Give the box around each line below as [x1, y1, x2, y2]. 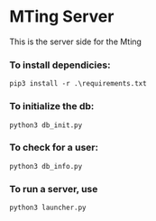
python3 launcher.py [9, 203, 87, 213]
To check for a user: [9, 142, 99, 154]
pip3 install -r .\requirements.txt [9, 79, 147, 88]
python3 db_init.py [9, 120, 83, 130]
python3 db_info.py [9, 161, 83, 170]
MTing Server [9, 6, 115, 27]
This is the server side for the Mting [9, 36, 142, 47]
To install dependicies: [9, 59, 111, 71]
